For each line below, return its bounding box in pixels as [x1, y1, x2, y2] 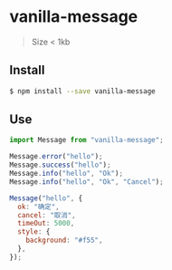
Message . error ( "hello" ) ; [9, 152, 103, 161]
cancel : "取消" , [17, 210, 76, 219]
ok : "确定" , [17, 202, 61, 211]
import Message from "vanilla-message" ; [9, 136, 165, 145]
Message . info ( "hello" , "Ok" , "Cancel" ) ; [9, 177, 165, 187]
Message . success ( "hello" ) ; [9, 160, 111, 169]
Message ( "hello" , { [9, 193, 83, 203]
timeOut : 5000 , [17, 219, 75, 228]
